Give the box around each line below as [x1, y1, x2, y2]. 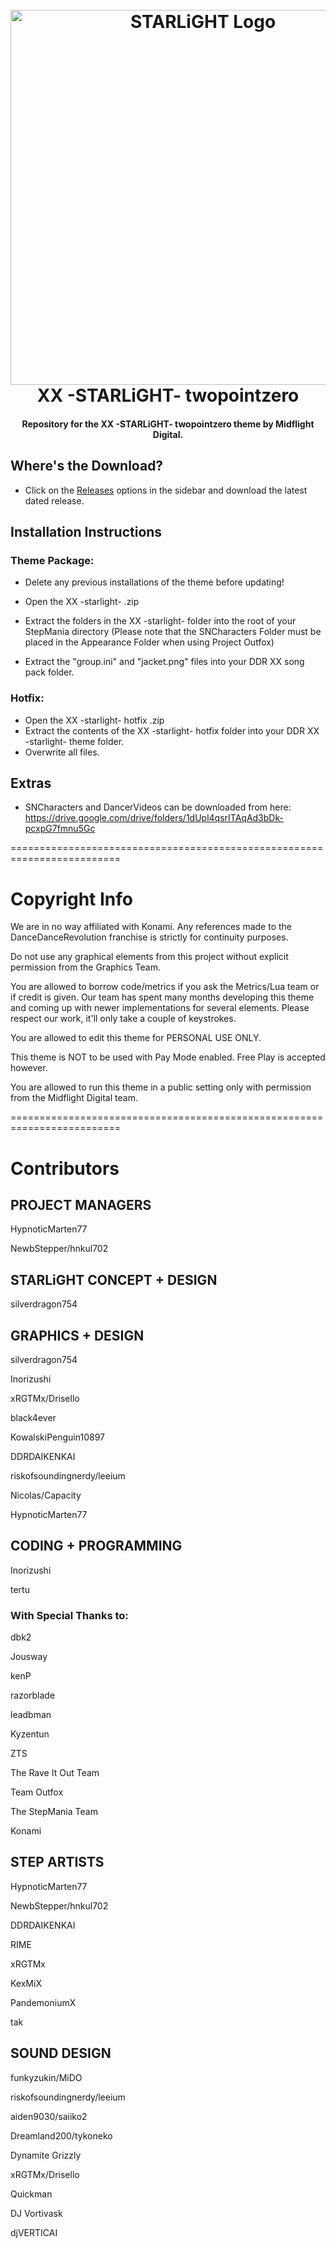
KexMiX [10, 1977, 42, 1989]
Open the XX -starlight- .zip [24, 596, 140, 608]
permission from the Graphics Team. [10, 961, 161, 973]
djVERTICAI [10, 2226, 58, 2238]
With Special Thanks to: [10, 1608, 129, 1622]
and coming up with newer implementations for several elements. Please [10, 1002, 310, 1014]
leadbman [10, 1709, 52, 1721]
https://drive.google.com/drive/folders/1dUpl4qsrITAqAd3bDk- [24, 812, 284, 824]
